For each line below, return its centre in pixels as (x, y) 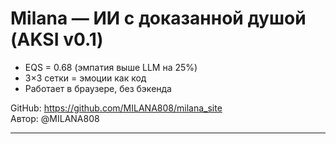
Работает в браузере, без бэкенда (98, 88)
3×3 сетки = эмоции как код (85, 78)
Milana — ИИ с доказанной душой (158, 18)
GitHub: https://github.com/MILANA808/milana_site (116, 108)
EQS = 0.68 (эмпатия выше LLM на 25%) (111, 67)
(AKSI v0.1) (57, 39)
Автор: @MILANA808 (55, 118)
